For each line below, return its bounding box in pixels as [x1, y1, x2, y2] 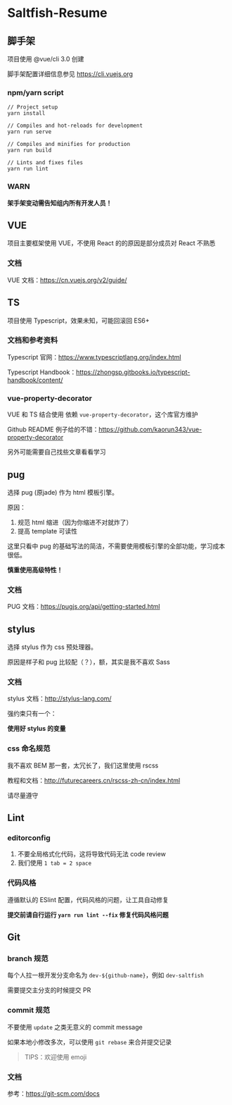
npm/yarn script [7, 87, 65, 97]
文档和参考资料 [7, 335, 58, 345]
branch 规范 [7, 953, 49, 963]
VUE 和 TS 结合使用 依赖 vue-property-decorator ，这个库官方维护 [7, 410, 198, 419]
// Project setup [7, 104, 58, 111]
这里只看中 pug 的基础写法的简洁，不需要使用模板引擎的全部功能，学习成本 [7, 541, 226, 550]
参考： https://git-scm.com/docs [7, 1089, 100, 1097]
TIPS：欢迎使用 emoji [24, 1052, 87, 1061]
